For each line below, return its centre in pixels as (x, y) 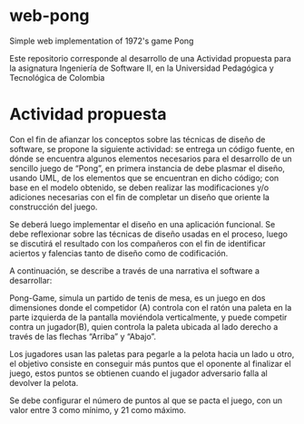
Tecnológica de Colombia (57, 77)
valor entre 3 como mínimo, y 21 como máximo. (98, 410)
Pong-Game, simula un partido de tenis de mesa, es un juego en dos (137, 298)
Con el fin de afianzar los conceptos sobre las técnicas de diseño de (137, 139)
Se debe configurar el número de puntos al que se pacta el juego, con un (146, 400)
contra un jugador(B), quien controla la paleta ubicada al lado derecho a (144, 326)
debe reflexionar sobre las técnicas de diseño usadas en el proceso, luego (149, 234)
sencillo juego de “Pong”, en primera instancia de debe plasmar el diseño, (147, 168)
